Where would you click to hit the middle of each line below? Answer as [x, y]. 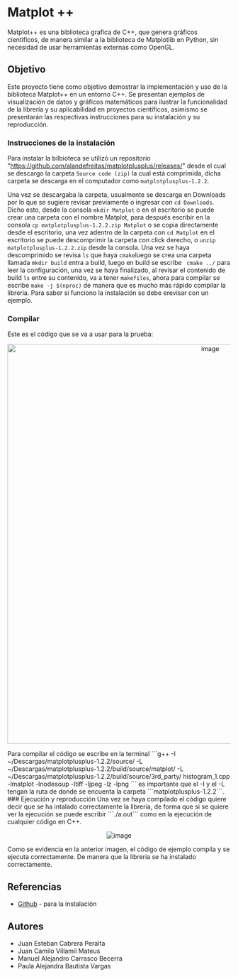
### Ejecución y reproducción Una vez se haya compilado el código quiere [117, 799]
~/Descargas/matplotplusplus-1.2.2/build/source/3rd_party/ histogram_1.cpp [119, 777]
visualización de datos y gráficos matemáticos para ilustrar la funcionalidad [118, 102]
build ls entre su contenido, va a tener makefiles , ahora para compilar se [114, 278]
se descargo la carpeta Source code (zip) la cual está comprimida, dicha [114, 173]
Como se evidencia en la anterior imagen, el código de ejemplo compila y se [119, 849]
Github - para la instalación [57, 904]
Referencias [35, 886]
